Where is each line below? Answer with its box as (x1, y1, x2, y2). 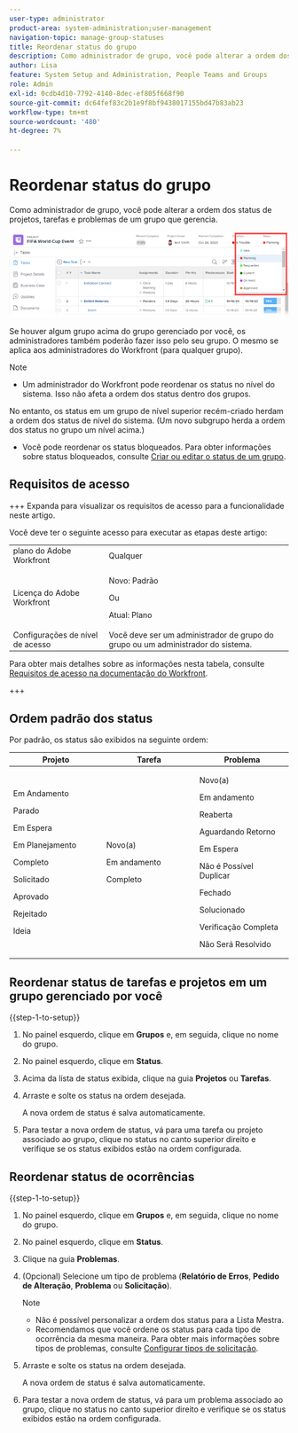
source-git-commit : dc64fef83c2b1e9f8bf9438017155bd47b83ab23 (9, 98, 244, 107)
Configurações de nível (12, 630, 98, 640)
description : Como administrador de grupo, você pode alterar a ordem (9, 51, 276, 61)
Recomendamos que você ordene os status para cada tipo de (35, 1324, 262, 1335)
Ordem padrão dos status (9, 710, 153, 726)
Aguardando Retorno (199, 826, 276, 837)
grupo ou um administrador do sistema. (108, 638, 253, 649)
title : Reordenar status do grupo (9, 43, 137, 51)
